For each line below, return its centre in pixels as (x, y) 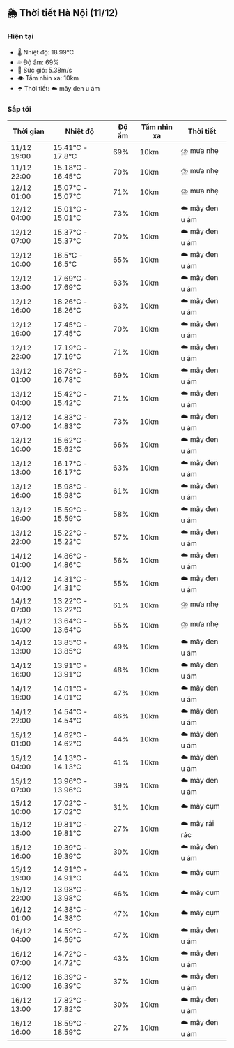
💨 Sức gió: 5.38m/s (45, 70)
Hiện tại (21, 36)
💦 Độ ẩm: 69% (38, 62)
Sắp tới (19, 109)
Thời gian (29, 131)
